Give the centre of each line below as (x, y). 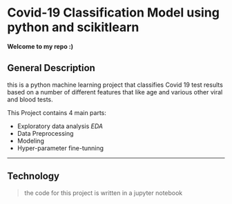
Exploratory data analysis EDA (60, 126)
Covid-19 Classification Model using (113, 13)
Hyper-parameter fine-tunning (60, 148)
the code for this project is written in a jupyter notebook (103, 193)
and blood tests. (30, 99)
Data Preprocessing (45, 133)
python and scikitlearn (73, 27)
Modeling (31, 141)
